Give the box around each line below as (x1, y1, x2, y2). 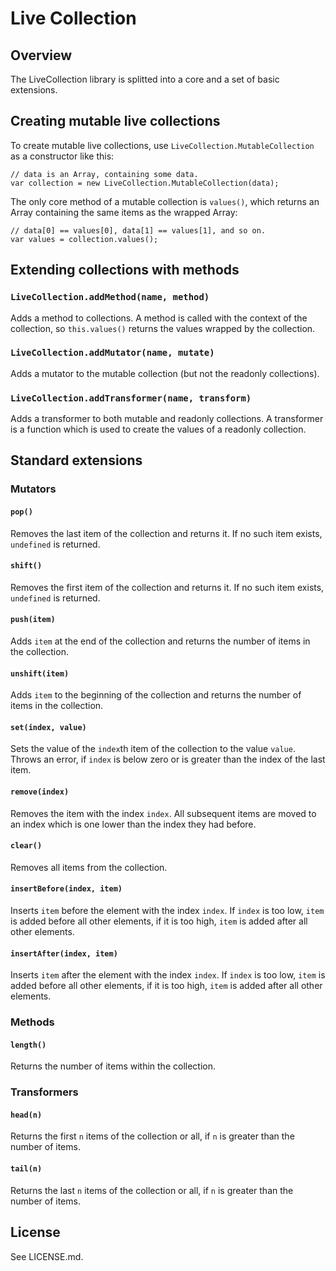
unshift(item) (10, 668, 70, 679)
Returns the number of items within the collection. (10, 1060, 216, 1072)
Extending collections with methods (10, 262, 240, 279)
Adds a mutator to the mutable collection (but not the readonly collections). (10, 367, 320, 379)
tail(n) (10, 1164, 43, 1174)
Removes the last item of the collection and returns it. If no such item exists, (10, 527, 323, 539)
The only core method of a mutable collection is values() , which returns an (10, 195, 320, 207)
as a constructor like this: (10, 150, 115, 162)
